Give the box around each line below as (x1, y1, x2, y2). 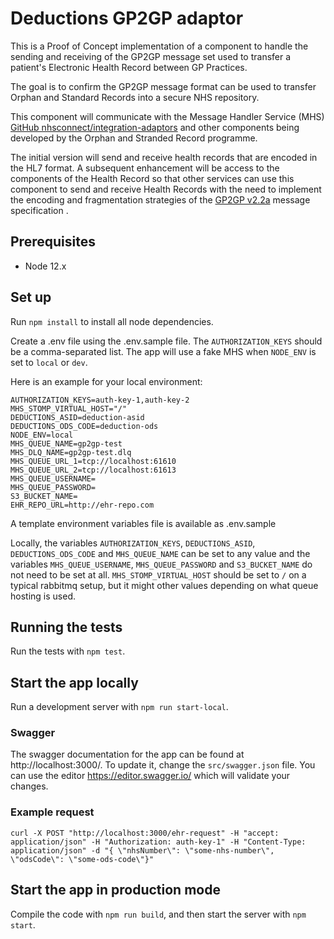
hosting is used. (10, 590, 76, 602)
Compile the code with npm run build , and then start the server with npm (10, 908, 307, 920)
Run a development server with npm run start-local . (10, 701, 229, 713)
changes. (10, 780, 49, 792)
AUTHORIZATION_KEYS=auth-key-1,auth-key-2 (10, 395, 190, 405)
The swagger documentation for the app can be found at (10, 748, 245, 761)
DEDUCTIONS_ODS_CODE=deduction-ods (10, 421, 159, 431)
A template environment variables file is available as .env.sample (10, 517, 277, 529)
